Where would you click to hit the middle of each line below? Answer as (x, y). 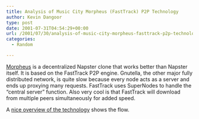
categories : (21, 39)
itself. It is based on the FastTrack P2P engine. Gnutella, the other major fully (99, 73)
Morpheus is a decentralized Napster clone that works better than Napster (97, 66)
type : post (20, 22)
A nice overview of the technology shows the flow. (68, 110)
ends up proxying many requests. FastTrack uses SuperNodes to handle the (99, 85)
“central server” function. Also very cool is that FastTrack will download (93, 92)
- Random (22, 45)
